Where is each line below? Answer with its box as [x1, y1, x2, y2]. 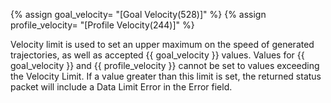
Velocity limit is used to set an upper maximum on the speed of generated [10, 39, 315, 50]
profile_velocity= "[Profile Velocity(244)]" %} [10, 19, 195, 31]
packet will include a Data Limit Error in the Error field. [10, 81, 233, 93]
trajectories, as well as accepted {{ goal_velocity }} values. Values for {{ [10, 49, 305, 61]
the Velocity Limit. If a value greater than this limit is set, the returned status [10, 70, 322, 82]
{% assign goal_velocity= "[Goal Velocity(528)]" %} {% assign [10, 9, 267, 20]
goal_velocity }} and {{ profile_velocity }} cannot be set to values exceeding [10, 60, 320, 71]
